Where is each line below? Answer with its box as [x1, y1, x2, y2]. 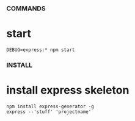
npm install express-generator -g [6, 103, 95, 109]
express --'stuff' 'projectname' [6, 108, 92, 115]
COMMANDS [6, 4, 46, 13]
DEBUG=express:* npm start [6, 47, 75, 53]
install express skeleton [6, 83, 130, 97]
